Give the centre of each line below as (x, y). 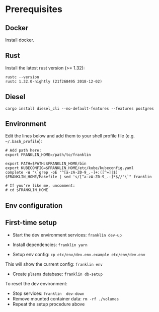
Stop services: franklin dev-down (48, 293)
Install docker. (20, 40)
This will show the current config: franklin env (54, 264)
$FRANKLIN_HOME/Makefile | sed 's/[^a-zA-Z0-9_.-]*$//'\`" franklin (78, 177)
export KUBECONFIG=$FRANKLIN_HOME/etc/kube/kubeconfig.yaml (70, 168)
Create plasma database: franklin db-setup (58, 274)
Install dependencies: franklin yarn (50, 245)
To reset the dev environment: (36, 283)
